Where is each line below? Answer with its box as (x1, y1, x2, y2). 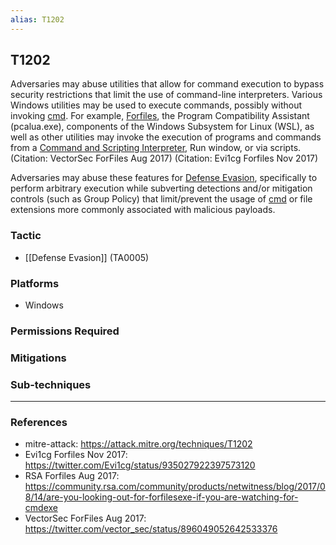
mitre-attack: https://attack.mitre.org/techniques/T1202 (24, 438, 253, 450)
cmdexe (24, 502, 58, 514)
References (10, 416, 68, 430)
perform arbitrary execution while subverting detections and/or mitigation (10, 182, 313, 195)
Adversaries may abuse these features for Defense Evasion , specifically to (10, 172, 318, 184)
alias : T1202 (10, 14, 65, 25)
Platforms (10, 276, 60, 290)
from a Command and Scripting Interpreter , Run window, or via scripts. (10, 142, 302, 154)
